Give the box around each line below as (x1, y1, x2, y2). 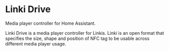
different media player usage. (5, 40, 67, 46)
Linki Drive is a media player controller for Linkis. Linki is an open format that (5, 30, 164, 36)
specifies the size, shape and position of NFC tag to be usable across (5, 35, 150, 41)
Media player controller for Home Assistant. (5, 20, 96, 26)
